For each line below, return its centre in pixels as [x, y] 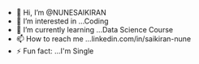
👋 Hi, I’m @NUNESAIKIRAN [61, 13]
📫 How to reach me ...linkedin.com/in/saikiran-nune [104, 39]
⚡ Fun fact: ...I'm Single [55, 51]
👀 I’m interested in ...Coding [62, 21]
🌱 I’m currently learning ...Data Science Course [94, 30]
